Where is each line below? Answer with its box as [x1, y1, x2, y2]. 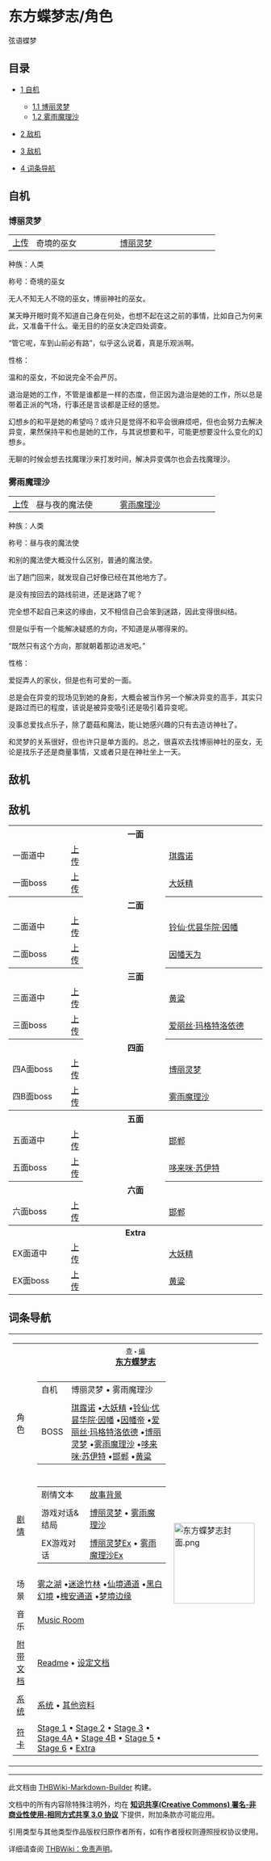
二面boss [12, 948, 48, 960]
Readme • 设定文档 [37, 1657, 110, 1668]
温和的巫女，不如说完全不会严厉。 [8, 372, 122, 382]
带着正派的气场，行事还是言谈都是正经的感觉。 [8, 400, 164, 410]
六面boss [12, 1205, 48, 1216]
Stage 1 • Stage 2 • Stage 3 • [37, 1722, 151, 1733]
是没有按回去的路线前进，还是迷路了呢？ [8, 589, 143, 599]
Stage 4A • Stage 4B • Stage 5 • [37, 1732, 161, 1743]
